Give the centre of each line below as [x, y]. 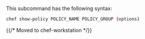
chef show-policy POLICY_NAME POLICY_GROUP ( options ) [73, 19]
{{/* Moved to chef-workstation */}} [49, 30]
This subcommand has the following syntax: [59, 8]
